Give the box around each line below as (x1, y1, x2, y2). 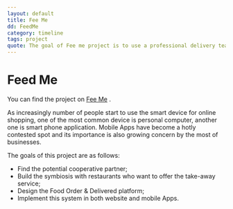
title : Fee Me (7, 17, 49, 24)
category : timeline (7, 29, 64, 37)
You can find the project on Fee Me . (7, 95, 111, 103)
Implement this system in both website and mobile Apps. (17, 194, 179, 202)
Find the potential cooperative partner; (17, 164, 128, 173)
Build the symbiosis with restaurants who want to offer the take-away (17, 172, 216, 180)
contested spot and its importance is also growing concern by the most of (7, 130, 218, 138)
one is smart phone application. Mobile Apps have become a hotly (7, 122, 196, 131)
